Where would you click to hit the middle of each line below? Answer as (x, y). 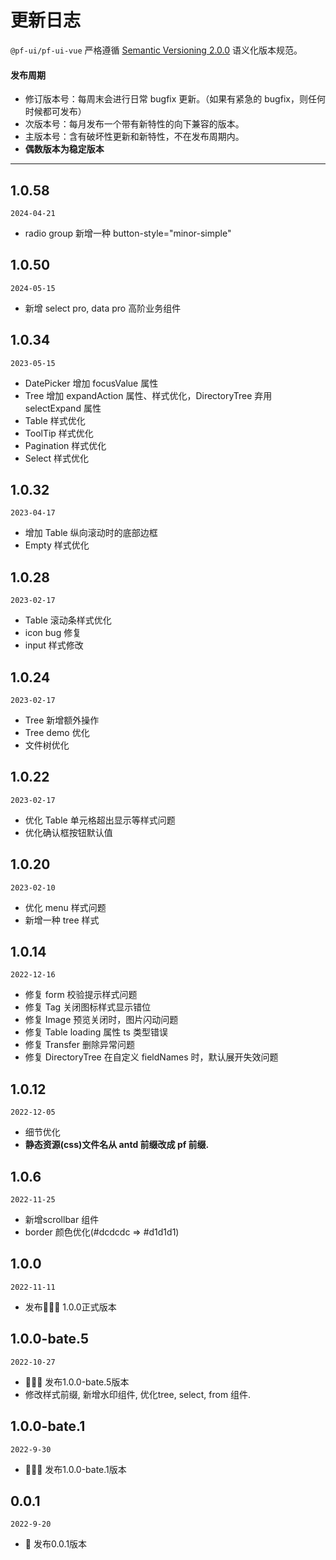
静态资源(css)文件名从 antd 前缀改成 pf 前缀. (117, 1145)
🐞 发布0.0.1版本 (56, 1544)
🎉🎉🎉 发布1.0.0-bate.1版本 (75, 1469)
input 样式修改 (54, 645)
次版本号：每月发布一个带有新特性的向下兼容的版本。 (134, 124)
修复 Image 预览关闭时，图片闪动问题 (101, 1020)
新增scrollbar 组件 (62, 1220)
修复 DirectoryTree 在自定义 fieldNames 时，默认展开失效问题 (151, 1057)
